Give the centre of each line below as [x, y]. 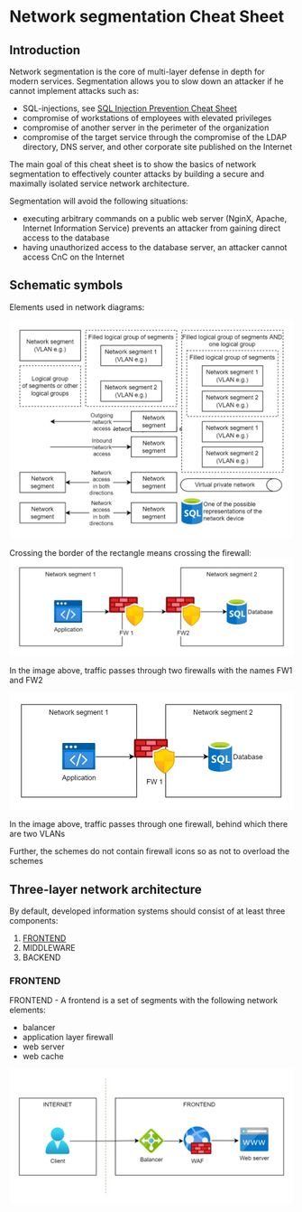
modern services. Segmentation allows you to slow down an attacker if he [146, 81]
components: [34, 921]
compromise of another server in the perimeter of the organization [146, 127]
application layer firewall [68, 1038]
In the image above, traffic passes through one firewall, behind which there [149, 824]
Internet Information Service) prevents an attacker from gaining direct [151, 228]
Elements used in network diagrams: [77, 307]
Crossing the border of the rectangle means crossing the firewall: [131, 553]
